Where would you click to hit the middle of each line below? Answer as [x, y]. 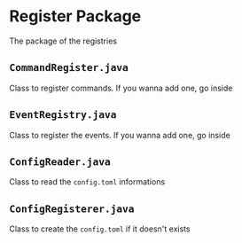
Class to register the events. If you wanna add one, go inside [120, 135]
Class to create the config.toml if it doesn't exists [100, 229]
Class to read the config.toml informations [87, 182]
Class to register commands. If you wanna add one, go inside [121, 88]
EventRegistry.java [63, 115]
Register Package [75, 16]
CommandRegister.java [69, 68]
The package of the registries [63, 41]
